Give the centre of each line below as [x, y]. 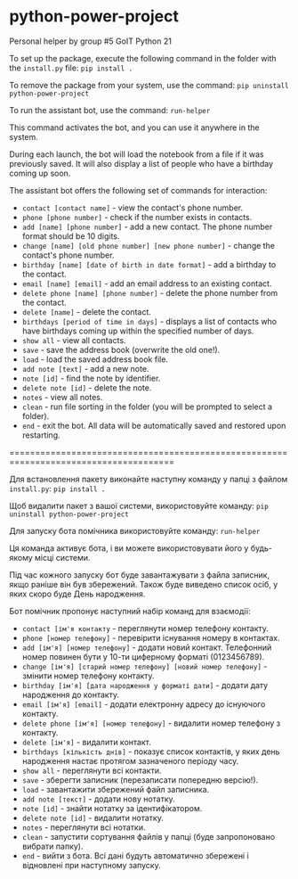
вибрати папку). [52, 846]
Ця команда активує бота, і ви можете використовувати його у [129, 548]
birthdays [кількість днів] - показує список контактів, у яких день [151, 752]
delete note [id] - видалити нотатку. [93, 817]
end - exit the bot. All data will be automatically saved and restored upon [154, 425]
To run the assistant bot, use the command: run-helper [110, 110]
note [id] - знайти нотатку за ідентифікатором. [112, 808]
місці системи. [62, 557]
